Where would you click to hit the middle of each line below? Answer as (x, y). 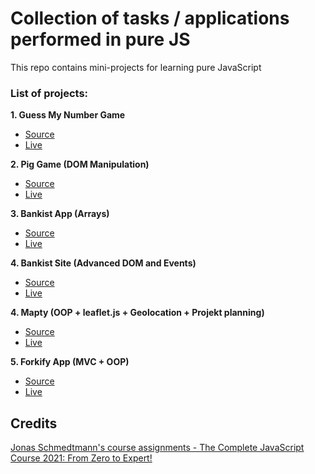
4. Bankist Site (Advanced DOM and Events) (103, 263)
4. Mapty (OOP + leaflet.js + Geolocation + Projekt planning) (137, 313)
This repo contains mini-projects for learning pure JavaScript (136, 67)
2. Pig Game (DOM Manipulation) (80, 164)
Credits (34, 423)
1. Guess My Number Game (68, 115)
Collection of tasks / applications (150, 18)
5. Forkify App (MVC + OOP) (70, 362)
